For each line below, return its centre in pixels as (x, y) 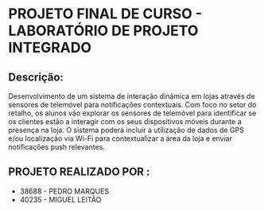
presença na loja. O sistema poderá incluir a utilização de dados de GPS (126, 130)
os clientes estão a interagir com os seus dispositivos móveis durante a (125, 121)
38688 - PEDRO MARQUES (64, 191)
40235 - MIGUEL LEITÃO (60, 199)
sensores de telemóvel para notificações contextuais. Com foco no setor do (132, 105)
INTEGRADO (50, 48)
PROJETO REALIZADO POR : (79, 172)
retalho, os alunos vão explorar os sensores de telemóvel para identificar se (132, 113)
